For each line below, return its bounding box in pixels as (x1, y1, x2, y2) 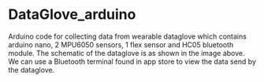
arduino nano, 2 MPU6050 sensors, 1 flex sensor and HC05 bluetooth (8, 39, 234, 49)
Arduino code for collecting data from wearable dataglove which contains (8, 32, 247, 41)
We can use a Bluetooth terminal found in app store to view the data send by (8, 57, 256, 66)
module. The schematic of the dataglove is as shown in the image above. (8, 48, 245, 58)
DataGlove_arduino (8, 6, 136, 24)
